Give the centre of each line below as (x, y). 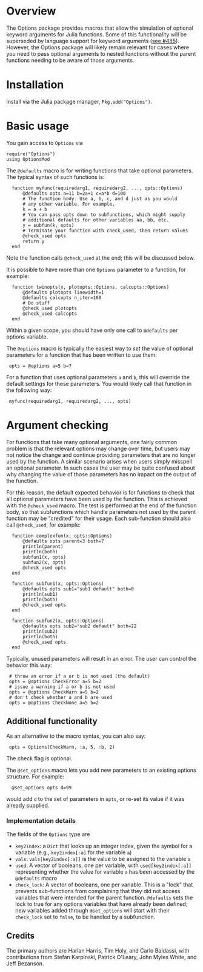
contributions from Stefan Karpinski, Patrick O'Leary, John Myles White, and (101, 957)
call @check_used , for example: (43, 525)
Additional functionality (52, 721)
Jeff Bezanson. (25, 964)
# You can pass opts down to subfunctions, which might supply (104, 214)
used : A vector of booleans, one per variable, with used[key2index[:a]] (103, 865)
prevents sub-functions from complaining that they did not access (98, 891)
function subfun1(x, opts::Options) (58, 584)
